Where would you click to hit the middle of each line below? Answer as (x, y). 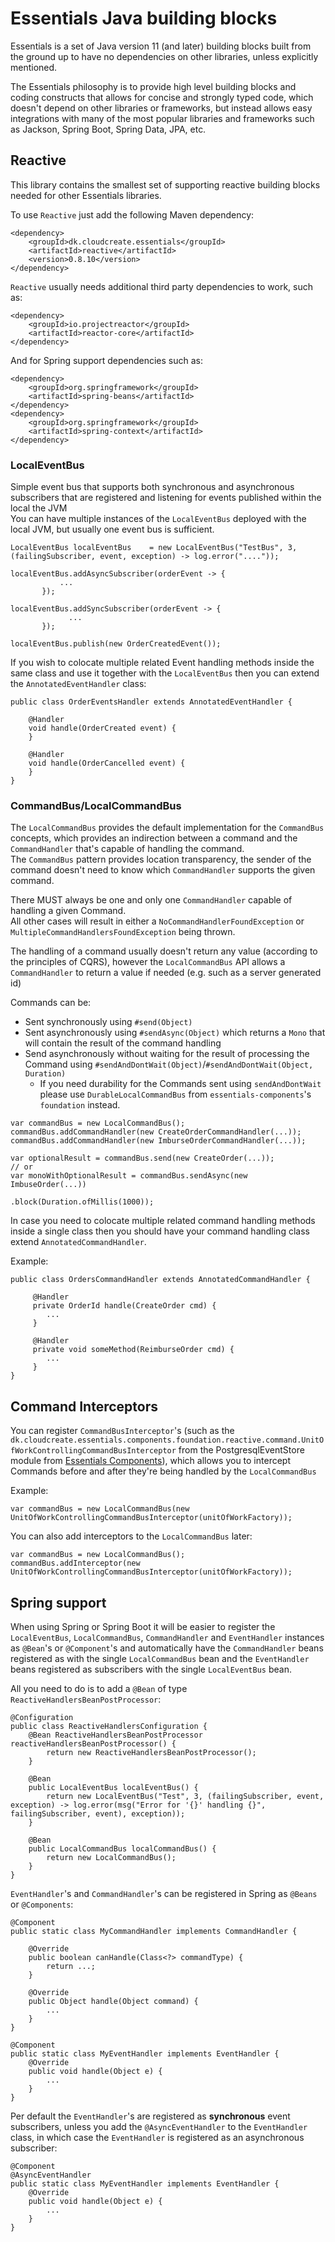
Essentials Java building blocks (144, 18)
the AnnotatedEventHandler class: (78, 684)
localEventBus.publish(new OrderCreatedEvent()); (116, 644)
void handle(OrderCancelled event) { (107, 763)
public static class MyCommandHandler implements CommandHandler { (154, 1931)
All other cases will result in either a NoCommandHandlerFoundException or (157, 921)
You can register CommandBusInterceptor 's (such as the (122, 1431)
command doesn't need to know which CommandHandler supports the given (163, 870)
